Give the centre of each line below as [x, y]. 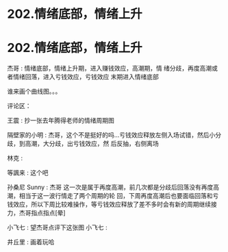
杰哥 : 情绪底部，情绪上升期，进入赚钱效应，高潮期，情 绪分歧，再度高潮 [110, 68]
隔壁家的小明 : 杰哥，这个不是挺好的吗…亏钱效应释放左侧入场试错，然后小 [111, 135]
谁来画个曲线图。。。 [34, 91]
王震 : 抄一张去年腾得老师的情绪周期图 [61, 121]
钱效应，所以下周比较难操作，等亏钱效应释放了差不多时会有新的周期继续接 [112, 204]
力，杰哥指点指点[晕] [37, 213]
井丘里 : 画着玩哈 [31, 242]
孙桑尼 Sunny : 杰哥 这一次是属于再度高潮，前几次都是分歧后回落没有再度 [110, 187]
